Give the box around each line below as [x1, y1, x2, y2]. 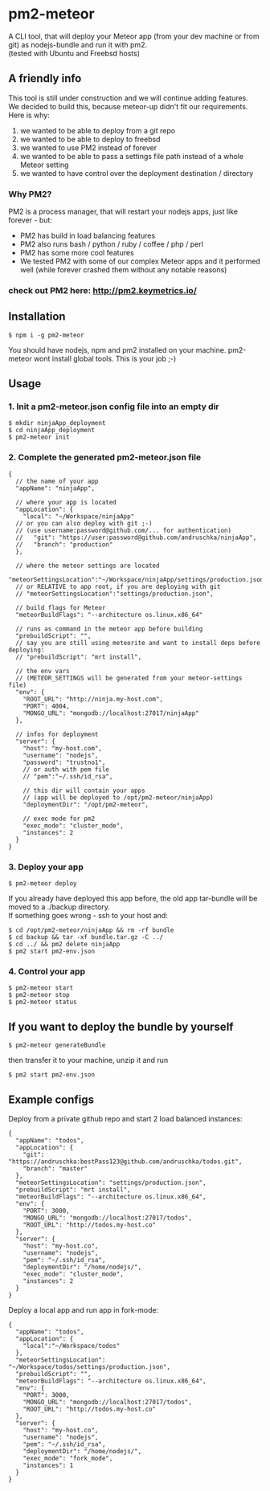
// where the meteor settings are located [15, 562, 160, 570]
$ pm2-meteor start [8, 984, 74, 992]
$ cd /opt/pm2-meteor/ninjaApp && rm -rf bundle [8, 926, 174, 934]
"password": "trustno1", [22, 758, 106, 766]
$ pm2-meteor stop [8, 991, 70, 999]
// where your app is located [15, 498, 117, 506]
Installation [8, 310, 66, 324]
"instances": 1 [22, 1461, 74, 1469]
